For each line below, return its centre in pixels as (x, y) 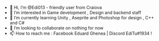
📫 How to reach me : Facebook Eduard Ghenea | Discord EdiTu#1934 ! (81, 33)
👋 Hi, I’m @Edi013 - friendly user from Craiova (56, 7)
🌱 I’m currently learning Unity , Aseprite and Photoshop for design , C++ (82, 18)
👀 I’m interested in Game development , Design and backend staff (75, 13)
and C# (17, 23)
